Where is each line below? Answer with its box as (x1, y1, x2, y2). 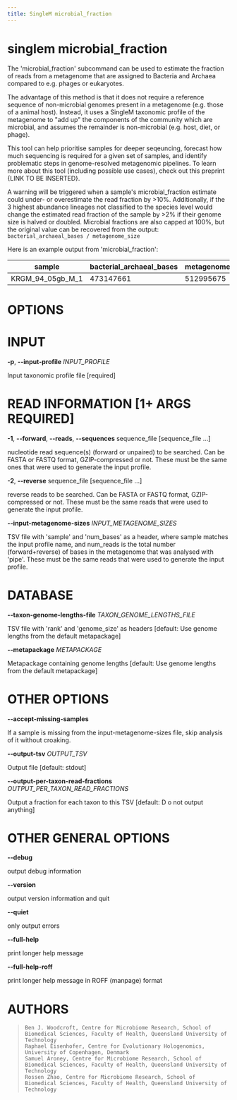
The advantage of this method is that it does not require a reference (7, 92, 205, 101)
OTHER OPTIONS (7, 691, 109, 707)
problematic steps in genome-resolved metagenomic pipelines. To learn (7, 159, 217, 167)
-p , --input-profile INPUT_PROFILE (7, 357, 111, 365)
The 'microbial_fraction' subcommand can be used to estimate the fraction (7, 64, 224, 73)
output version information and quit (7, 894, 110, 903)
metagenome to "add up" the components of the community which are (7, 115, 213, 123)
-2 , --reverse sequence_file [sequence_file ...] (7, 476, 142, 485)
